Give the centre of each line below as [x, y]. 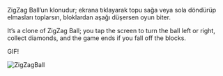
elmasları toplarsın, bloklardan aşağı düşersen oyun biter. [89, 17]
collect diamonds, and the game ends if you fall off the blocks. [97, 38]
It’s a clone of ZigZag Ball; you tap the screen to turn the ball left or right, [111, 31]
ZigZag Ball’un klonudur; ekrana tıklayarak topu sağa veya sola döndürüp [112, 10]
